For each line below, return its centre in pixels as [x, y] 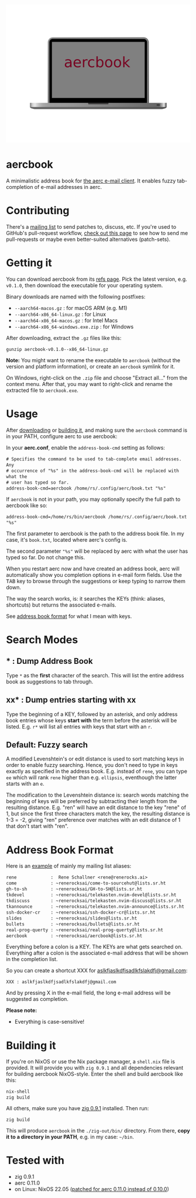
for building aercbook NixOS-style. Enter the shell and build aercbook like [94, 1074]
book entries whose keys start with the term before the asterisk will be [92, 720]
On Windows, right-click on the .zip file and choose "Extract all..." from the [97, 378]
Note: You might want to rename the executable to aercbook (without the [93, 360]
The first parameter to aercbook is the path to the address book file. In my [95, 533]
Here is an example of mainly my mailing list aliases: [69, 866]
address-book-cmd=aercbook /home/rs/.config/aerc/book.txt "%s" [86, 488]
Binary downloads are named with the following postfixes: [76, 297]
